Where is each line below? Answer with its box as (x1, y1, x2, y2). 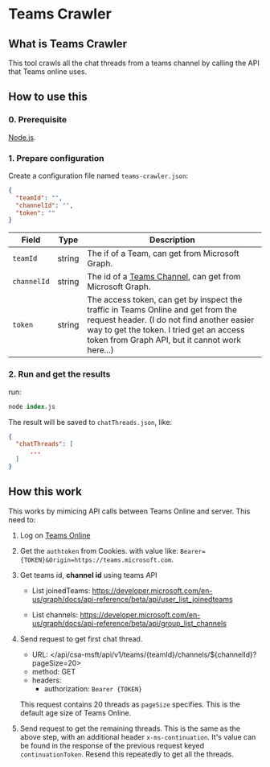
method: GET (31, 666, 76, 676)
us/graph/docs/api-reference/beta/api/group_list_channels (31, 618, 227, 628)
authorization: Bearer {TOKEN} (43, 683, 143, 693)
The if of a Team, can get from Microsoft (87, 248, 239, 259)
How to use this (8, 90, 88, 104)
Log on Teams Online (19, 530, 91, 540)
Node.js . (8, 132, 36, 142)
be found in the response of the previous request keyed (19, 740, 205, 750)
